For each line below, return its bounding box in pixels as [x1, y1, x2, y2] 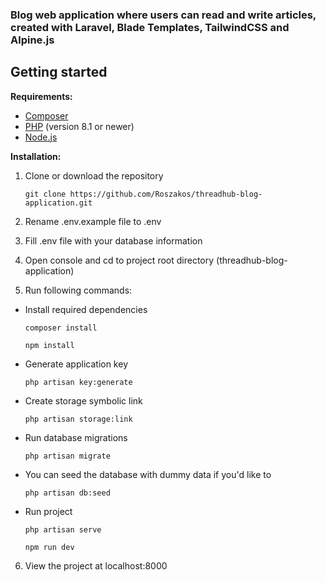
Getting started [10, 64, 108, 81]
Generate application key [24, 358, 128, 370]
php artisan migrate [24, 451, 111, 461]
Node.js [24, 131, 58, 143]
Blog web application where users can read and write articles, [10, 8, 317, 22]
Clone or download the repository [24, 169, 164, 182]
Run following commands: [24, 284, 133, 296]
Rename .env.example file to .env [24, 215, 162, 227]
